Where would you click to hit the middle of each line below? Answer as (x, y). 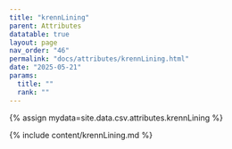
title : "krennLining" (50, 17)
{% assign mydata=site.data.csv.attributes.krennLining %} (116, 118)
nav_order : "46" (39, 51)
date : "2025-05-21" (46, 68)
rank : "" (33, 92)
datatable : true (39, 34)
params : (24, 76)
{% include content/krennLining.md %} (81, 135)
